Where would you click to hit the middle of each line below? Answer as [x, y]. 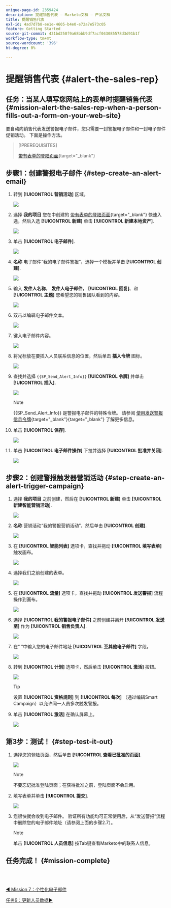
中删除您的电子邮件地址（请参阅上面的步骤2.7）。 [64, 822]
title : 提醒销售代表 [25, 19]
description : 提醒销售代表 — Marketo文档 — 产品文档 [58, 15]
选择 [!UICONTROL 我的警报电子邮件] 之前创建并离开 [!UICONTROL [84, 620]
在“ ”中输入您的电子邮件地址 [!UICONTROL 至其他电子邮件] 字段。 [82, 647]
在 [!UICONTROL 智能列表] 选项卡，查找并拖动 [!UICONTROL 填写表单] [87, 546]
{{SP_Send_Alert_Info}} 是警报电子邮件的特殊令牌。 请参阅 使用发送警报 [88, 413]
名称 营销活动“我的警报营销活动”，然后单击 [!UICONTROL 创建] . [80, 526]
